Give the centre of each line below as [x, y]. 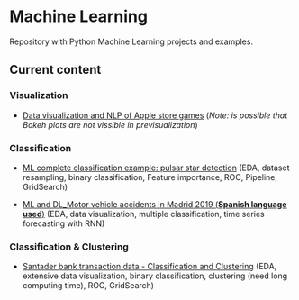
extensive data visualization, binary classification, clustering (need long [155, 276]
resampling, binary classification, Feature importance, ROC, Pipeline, [149, 177]
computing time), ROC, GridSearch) [88, 286]
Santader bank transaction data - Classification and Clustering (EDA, [149, 267]
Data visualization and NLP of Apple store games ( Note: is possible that [155, 115]
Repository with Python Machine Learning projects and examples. [131, 41]
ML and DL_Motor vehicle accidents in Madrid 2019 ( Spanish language [154, 204]
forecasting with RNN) [63, 223]
